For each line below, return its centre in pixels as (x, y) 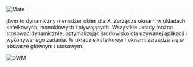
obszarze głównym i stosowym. (45, 46)
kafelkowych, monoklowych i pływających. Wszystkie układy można (90, 27)
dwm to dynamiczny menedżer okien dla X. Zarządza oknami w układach (96, 21)
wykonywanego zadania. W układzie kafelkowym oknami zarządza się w (95, 40)
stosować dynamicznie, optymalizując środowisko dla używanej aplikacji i (97, 33)
